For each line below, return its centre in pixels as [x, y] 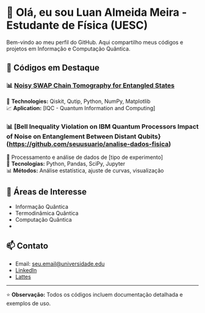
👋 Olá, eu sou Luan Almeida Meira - [97, 12]
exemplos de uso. [29, 303]
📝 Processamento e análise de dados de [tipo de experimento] [85, 157]
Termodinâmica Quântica [47, 213]
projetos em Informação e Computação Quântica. [69, 49]
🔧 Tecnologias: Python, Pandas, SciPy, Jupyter [66, 163]
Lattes [23, 276]
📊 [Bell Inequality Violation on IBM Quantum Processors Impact [103, 126]
